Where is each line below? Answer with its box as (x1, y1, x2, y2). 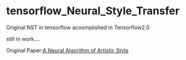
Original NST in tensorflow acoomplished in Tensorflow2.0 (6, 24, 150, 31)
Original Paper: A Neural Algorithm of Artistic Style (6, 46, 129, 54)
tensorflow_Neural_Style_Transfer (6, 4, 180, 18)
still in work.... (6, 35, 41, 42)
